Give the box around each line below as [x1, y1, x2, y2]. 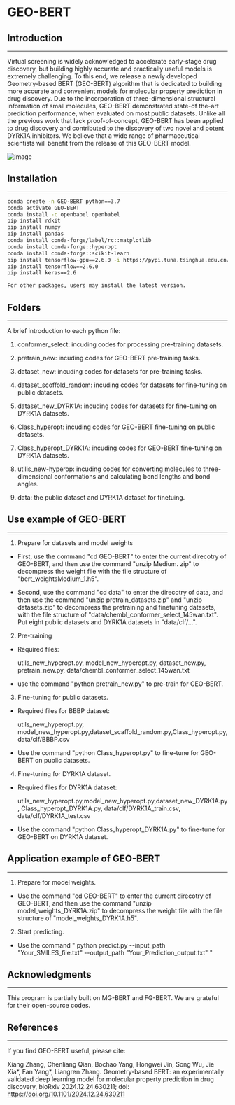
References [7, 1021, 59, 1033]
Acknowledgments [7, 969, 92, 980]
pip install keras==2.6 [7, 269, 77, 276]
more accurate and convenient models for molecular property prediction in [7, 87, 222, 95]
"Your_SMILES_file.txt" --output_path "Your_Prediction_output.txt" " [17, 948, 213, 957]
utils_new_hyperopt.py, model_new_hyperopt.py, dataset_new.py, [17, 659, 206, 667]
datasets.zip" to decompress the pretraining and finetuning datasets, [17, 603, 216, 611]
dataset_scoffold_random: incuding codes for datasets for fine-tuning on [17, 381, 227, 389]
